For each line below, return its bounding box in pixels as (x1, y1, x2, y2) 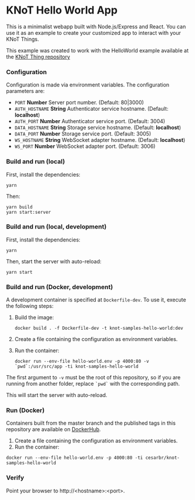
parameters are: (6, 88, 45, 95)
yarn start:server (6, 209, 51, 215)
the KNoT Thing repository (6, 53, 70, 60)
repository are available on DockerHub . (6, 426, 101, 433)
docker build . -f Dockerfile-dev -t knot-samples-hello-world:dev (14, 325, 183, 332)
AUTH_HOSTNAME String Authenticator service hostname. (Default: (14, 105, 169, 112)
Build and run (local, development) (6, 223, 107, 231)
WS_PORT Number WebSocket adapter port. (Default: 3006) (14, 143, 156, 150)
